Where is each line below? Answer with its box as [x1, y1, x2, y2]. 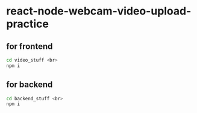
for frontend [6, 41, 53, 51]
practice [6, 17, 49, 31]
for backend [6, 80, 53, 90]
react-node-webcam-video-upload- [6, 4, 192, 18]
